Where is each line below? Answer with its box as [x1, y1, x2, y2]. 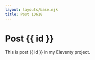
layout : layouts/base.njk [5, 7, 58, 12]
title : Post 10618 [5, 12, 43, 17]
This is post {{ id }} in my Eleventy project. [5, 49, 91, 55]
